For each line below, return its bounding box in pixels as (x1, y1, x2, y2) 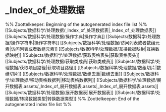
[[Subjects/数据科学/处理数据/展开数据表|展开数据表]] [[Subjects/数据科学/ (5, 89, 156, 95)
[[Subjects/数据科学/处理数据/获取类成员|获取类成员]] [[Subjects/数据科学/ (5, 58, 156, 64)
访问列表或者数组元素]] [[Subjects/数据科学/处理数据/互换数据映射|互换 (10, 46, 156, 52)
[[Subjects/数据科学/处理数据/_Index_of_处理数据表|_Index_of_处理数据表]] (5, 27, 156, 33)
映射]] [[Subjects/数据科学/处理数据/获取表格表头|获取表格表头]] (9, 52, 140, 58)
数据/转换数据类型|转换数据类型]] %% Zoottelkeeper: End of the (9, 96, 140, 102)
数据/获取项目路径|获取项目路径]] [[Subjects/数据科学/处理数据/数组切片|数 (9, 64, 162, 70)
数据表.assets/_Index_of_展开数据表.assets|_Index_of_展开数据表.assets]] (9, 83, 159, 89)
